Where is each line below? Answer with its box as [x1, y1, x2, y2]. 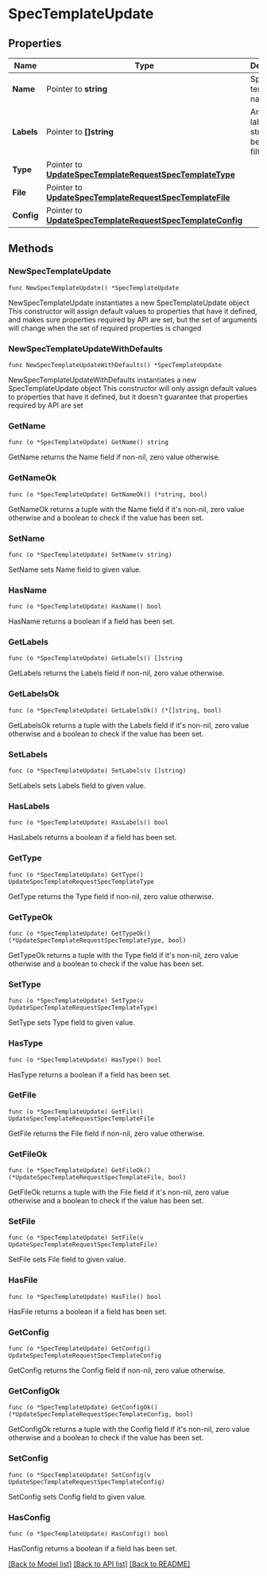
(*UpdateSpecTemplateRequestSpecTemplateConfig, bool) [8, 1410, 194, 1418]
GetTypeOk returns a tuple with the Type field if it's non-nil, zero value [8, 950, 238, 960]
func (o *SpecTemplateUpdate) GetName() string [8, 439, 169, 447]
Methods [8, 242, 54, 256]
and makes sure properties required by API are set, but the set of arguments [8, 315, 257, 324]
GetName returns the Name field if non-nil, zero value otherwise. [8, 452, 221, 462]
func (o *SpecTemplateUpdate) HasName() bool [8, 603, 161, 611]
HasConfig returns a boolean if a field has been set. [8, 1543, 177, 1553]
